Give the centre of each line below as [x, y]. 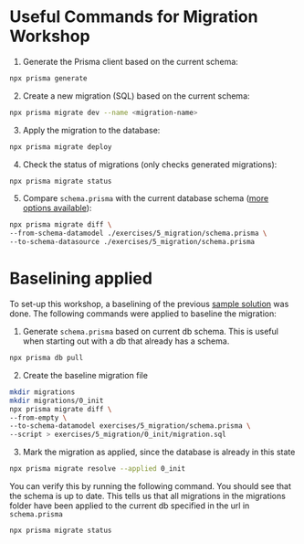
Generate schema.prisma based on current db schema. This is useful [150, 331]
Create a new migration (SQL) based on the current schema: [136, 96]
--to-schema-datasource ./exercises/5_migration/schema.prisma [132, 242]
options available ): [57, 208]
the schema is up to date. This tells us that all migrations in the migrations [147, 496]
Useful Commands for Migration [134, 17]
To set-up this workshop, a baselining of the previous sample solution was [149, 304]
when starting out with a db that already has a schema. [126, 341]
